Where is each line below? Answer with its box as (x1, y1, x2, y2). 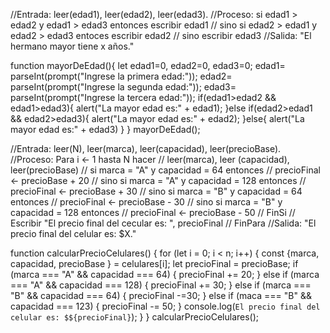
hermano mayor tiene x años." (10, 40, 135, 52)
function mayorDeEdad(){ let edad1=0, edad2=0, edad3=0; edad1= (10, 60, 286, 71)
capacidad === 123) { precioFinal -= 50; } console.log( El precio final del (10, 300, 321, 312)
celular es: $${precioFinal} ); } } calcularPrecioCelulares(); (10, 311, 260, 323)
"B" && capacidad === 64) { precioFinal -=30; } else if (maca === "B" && (10, 290, 312, 301)
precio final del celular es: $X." (10, 228, 137, 239)
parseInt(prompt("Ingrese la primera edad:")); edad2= (10, 70, 233, 82)
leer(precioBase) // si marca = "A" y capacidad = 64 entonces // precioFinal (10, 164, 321, 176)
